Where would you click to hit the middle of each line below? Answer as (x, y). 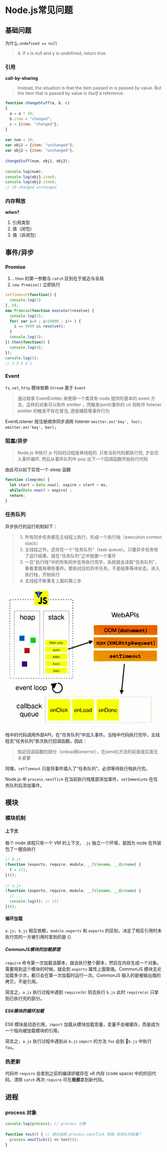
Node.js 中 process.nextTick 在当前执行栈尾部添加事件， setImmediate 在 (79, 779)
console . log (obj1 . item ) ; (31, 177)
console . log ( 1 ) (25, 300)
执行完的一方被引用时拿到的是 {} (38, 937)
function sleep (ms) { (28, 480)
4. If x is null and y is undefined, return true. (62, 53)
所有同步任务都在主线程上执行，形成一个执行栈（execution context (93, 537)
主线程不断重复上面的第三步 (53, 581)
